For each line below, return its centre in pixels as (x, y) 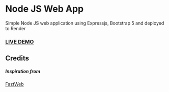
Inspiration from (23, 71)
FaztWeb (15, 84)
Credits (17, 59)
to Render (16, 28)
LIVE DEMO (20, 41)
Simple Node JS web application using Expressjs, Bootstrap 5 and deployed (85, 23)
